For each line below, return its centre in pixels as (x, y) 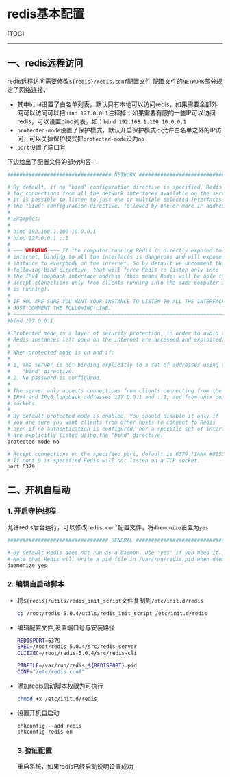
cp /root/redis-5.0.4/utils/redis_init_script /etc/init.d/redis (112, 613)
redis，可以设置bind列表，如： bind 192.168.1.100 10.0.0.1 (102, 121)
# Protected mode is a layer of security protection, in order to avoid (113, 333)
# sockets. (23, 403)
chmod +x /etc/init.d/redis (57, 699)
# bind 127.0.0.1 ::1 (38, 238)
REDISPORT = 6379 (39, 641)
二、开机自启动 (39, 490)
